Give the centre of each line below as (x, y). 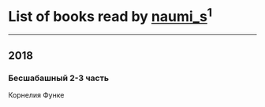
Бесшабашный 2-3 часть (58, 78)
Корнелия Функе (36, 94)
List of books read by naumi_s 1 (110, 15)
